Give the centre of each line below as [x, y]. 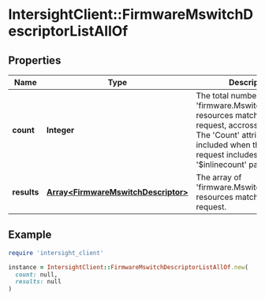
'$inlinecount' [221, 165]
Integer [60, 130]
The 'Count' [218, 135]
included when [223, 145]
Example [30, 235]
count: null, [37, 274]
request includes [227, 155]
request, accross [227, 125]
